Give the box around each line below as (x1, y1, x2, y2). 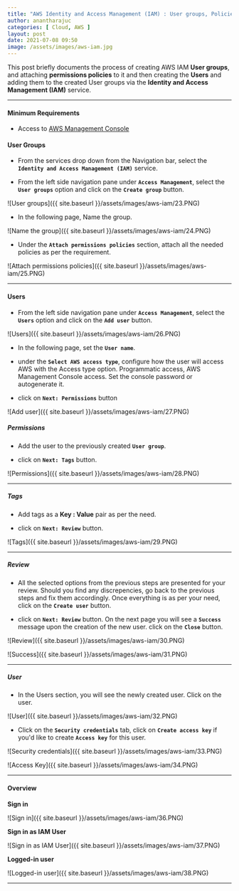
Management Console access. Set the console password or (17, 372, 193, 380)
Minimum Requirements (7, 108, 80, 117)
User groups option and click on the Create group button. (17, 186, 185, 194)
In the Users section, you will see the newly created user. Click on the (17, 690, 222, 699)
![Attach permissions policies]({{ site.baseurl (7, 262, 139, 270)
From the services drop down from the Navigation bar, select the (17, 156, 208, 165)
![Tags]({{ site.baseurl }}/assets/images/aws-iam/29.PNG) (7, 538, 178, 546)
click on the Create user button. (17, 601, 112, 609)
